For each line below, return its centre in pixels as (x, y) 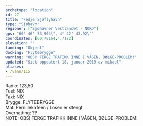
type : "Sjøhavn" (22, 24)
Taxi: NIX (15, 97)
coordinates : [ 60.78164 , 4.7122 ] (39, 39)
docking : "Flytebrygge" (30, 52)
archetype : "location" (29, 10)
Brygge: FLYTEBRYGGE (30, 102)
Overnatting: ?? (21, 113)
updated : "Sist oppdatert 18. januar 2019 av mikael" (63, 62)
